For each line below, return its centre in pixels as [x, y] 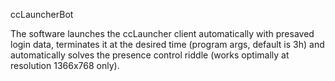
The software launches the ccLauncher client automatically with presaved [162, 33]
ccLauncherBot [42, 14]
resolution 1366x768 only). [65, 65]
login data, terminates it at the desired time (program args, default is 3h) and [167, 44]
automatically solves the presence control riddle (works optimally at [150, 55]
